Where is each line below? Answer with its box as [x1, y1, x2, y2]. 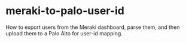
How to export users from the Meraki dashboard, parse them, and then [5, 24, 180, 31]
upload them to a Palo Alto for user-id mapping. [5, 29, 123, 37]
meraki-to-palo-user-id [5, 4, 125, 18]
